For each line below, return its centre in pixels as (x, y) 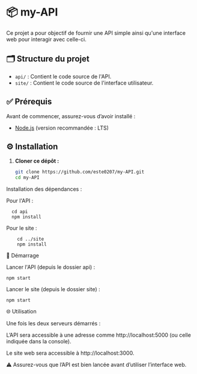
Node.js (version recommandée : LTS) (62, 128)
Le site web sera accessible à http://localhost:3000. (70, 353)
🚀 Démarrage (23, 256)
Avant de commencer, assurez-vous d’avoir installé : (71, 116)
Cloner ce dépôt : (37, 161)
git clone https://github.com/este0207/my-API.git (80, 172)
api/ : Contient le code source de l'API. (63, 76)
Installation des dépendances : (44, 189)
